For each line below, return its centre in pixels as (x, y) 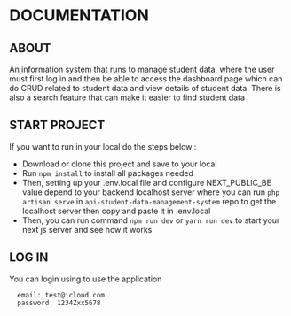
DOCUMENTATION (79, 15)
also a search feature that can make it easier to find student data (127, 97)
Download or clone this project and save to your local (119, 164)
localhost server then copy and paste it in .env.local (116, 211)
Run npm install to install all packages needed (107, 173)
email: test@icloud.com (61, 295)
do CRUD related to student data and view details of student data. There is (145, 88)
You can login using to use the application (86, 279)
